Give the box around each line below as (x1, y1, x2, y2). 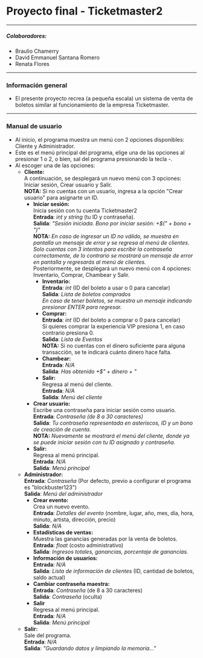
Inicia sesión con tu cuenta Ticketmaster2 (33, 207, 137, 214)
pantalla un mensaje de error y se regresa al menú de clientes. (33, 239, 190, 246)
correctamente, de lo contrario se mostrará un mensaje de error (33, 251, 193, 259)
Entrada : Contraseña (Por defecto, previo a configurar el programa (24, 477, 192, 484)
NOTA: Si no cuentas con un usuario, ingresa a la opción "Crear (24, 187, 183, 194)
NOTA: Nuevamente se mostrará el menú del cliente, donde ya (33, 432, 190, 439)
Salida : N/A (33, 522, 62, 530)
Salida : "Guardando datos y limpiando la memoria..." (24, 644, 156, 652)
